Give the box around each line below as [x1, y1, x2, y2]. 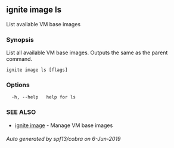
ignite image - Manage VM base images [14, 122, 113, 129]
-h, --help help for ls [11, 94, 76, 100]
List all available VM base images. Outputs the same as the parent [6, 49, 168, 56]
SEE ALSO [6, 108, 36, 116]
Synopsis [6, 35, 34, 44]
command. [6, 55, 33, 63]
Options [6, 81, 30, 89]
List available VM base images [6, 20, 81, 27]
